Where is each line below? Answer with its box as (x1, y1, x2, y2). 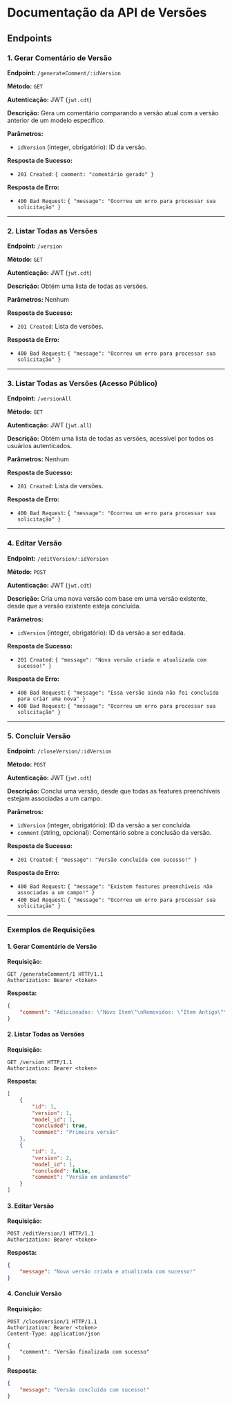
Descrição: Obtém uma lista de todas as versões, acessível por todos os (7, 434, 214, 443)
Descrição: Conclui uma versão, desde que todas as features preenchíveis (7, 787, 220, 796)
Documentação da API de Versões (7, 5, 207, 21)
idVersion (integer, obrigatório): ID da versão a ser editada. (17, 628, 186, 637)
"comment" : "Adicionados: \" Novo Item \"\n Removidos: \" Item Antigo (19, 1009, 217, 1016)
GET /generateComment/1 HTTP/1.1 (7, 971, 104, 978)
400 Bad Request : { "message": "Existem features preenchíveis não (17, 882, 213, 890)
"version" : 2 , (32, 1155, 72, 1162)
